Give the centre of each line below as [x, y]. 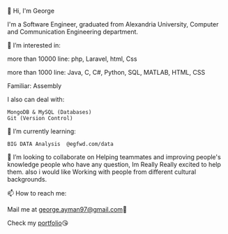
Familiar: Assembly [35, 86]
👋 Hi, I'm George [31, 11]
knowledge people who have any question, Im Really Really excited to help [114, 164]
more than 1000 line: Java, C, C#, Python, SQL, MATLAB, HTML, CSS [106, 72]
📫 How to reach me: [37, 193]
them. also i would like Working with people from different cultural [102, 172]
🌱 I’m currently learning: [42, 131]
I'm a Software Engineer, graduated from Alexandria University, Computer [113, 24]
